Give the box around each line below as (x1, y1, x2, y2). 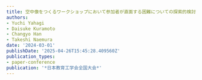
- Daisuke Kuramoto (6, 25, 56, 32)
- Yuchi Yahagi (6, 20, 45, 26)
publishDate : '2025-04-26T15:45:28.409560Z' (6, 48, 120, 54)
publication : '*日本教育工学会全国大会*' (6, 64, 102, 71)
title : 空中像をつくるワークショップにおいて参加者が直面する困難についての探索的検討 (6, 8, 197, 15)
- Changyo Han (6, 31, 42, 37)
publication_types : (6, 54, 56, 60)
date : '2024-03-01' (6, 43, 56, 49)
